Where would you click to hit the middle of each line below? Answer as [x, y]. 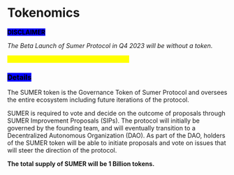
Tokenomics [44, 13]
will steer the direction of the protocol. [62, 151]
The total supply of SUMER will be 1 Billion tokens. [81, 164]
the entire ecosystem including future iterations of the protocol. [98, 100]
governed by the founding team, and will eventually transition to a [101, 128]
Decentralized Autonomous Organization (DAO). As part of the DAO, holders [116, 136]
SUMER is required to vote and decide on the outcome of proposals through [116, 114]
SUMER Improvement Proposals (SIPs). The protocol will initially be [104, 121]
